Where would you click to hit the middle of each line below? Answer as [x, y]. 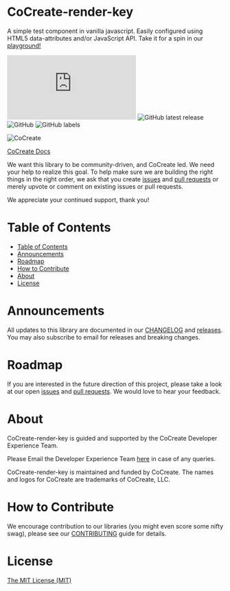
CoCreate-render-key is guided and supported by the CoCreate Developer [112, 438]
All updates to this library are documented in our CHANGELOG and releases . [115, 330]
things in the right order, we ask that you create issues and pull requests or [113, 179]
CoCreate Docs [29, 151]
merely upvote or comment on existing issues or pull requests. [95, 186]
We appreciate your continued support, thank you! [78, 199]
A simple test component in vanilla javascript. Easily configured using [105, 31]
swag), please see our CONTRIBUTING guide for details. [87, 533]
